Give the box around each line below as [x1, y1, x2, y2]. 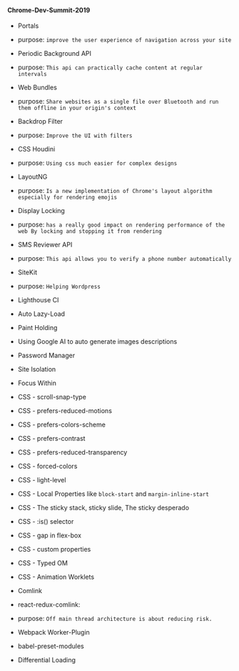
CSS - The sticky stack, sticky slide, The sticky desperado [17, 504, 190, 512]
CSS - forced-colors [17, 462, 78, 471]
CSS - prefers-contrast [17, 434, 86, 443]
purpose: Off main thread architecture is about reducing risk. [17, 615, 213, 623]
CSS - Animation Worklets [17, 572, 95, 582]
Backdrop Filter [17, 117, 63, 126]
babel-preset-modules [17, 642, 84, 650]
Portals [17, 21, 39, 30]
